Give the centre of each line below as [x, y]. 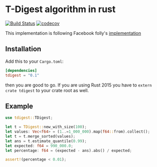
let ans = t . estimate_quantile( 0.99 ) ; [46, 141]
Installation [23, 49]
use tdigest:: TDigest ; [29, 118]
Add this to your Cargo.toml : [35, 61]
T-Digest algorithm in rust [61, 9]
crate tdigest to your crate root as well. [47, 90]
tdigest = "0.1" [22, 75]
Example [19, 106]
